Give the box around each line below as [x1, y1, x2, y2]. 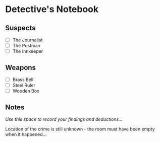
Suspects [5, 24, 36, 32]
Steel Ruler [12, 82, 35, 89]
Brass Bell [12, 77, 34, 83]
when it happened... [5, 131, 47, 137]
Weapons [5, 63, 36, 72]
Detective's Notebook [5, 4, 99, 15]
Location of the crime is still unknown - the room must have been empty [5, 126, 155, 132]
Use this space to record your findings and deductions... [5, 116, 123, 122]
